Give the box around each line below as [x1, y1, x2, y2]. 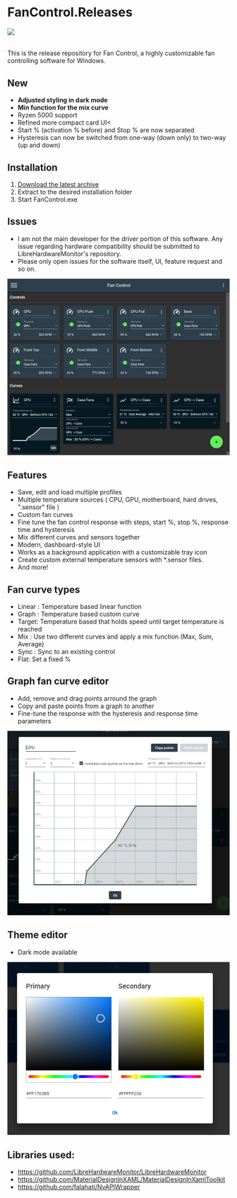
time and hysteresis [17, 525, 75, 534]
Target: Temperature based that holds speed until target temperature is [17, 617, 224, 626]
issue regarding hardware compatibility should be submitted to [17, 242, 200, 250]
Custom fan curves [17, 511, 73, 519]
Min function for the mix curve [17, 103, 109, 112]
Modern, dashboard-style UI [17, 540, 101, 549]
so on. [17, 264, 37, 273]
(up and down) [17, 141, 61, 149]
